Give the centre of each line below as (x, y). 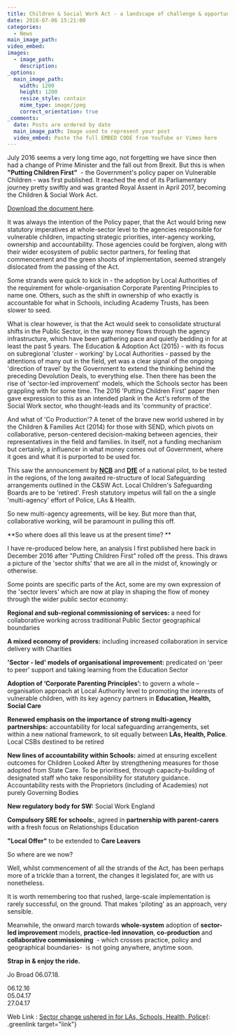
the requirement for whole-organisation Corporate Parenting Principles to (113, 288)
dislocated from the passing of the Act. (64, 267)
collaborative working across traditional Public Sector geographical (104, 620)
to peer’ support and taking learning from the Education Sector (98, 670)
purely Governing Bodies (43, 793)
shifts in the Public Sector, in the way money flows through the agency (109, 331)
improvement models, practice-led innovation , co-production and (115, 933)
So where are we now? (40, 855)
